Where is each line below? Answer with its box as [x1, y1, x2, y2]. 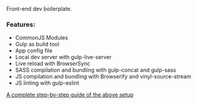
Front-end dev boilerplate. [6, 5, 72, 12]
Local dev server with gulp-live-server [15, 54, 112, 61]
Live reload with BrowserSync [15, 60, 90, 68]
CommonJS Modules [15, 34, 68, 41]
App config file [15, 47, 53, 54]
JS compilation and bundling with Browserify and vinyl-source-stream [15, 73, 192, 80]
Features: [6, 20, 35, 29]
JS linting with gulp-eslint [15, 79, 79, 87]
